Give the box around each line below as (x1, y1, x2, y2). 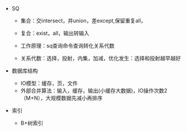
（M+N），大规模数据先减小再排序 (20, 94, 103, 101)
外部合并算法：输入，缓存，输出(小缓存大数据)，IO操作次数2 (20, 87, 168, 94)
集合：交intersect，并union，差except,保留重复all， (20, 17, 146, 24)
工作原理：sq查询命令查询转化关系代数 (20, 42, 115, 49)
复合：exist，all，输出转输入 (20, 29, 90, 37)
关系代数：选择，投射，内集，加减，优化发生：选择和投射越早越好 (20, 55, 181, 61)
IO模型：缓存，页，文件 (20, 80, 78, 87)
